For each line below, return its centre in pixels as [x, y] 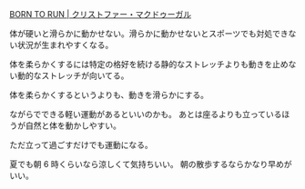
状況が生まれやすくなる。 [65, 45]
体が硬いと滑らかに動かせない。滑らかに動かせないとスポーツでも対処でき [149, 34]
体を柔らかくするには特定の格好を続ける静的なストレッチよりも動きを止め [149, 64]
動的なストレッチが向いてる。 [73, 75]
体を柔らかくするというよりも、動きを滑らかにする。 [109, 95]
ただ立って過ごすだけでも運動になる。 [81, 145]
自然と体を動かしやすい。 [73, 125]
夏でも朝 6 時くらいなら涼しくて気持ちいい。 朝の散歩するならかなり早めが [151, 164]
